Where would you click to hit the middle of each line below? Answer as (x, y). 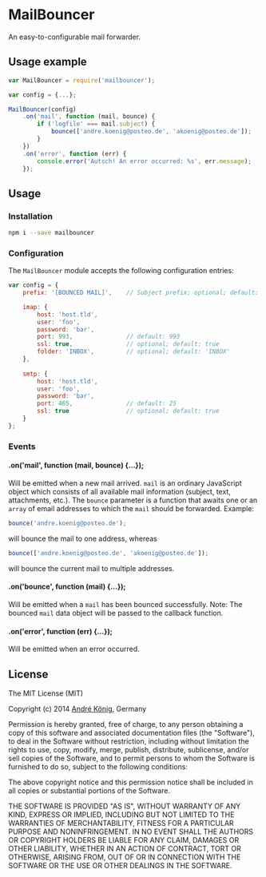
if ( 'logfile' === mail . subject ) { (96, 124)
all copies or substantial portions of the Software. (89, 790)
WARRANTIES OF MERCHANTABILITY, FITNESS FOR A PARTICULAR (121, 823)
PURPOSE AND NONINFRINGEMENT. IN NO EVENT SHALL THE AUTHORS (131, 831)
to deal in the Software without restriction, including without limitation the (129, 741)
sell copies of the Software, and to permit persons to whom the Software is (132, 758)
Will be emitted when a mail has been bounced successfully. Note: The (125, 604)
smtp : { (35, 374)
